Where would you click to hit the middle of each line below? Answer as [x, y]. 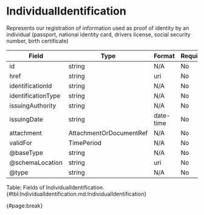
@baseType [26, 152]
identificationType [35, 95]
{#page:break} [25, 205]
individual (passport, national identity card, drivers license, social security [99, 34]
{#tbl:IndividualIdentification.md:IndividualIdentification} [76, 194]
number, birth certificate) [37, 41]
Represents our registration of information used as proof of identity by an [98, 28]
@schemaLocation [36, 162]
